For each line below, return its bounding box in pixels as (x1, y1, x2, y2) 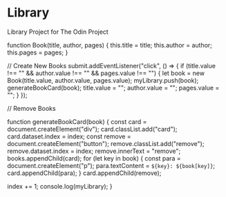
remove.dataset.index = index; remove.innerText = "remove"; (7, 147, 181, 155)
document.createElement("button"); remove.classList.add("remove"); (7, 139, 205, 147)
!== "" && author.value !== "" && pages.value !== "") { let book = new (7, 69, 205, 77)
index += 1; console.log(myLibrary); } (7, 182, 113, 190)
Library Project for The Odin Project (7, 28, 109, 36)
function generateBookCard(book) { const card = (7, 117, 147, 125)
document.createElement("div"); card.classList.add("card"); (7, 125, 178, 133)
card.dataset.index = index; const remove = (7, 132, 131, 141)
